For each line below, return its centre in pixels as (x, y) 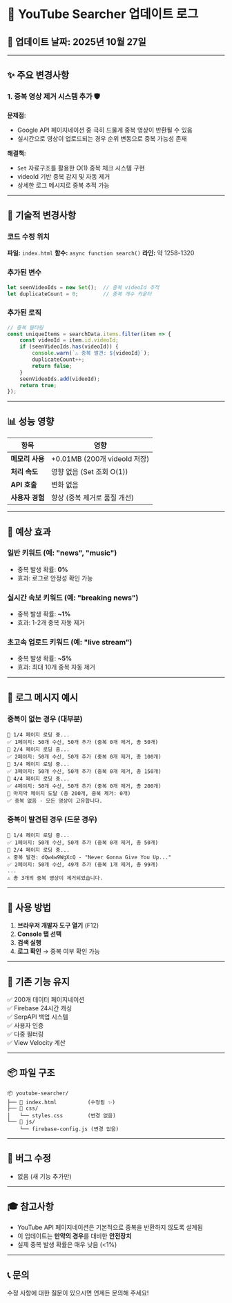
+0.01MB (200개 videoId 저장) (100, 459)
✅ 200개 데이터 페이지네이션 (46, 1000)
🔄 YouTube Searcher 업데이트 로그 (103, 14)
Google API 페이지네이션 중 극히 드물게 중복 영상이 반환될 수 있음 (105, 130)
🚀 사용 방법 (29, 907)
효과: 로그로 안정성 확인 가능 (55, 578)
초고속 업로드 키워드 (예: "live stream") (70, 643)
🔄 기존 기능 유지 (39, 982)
